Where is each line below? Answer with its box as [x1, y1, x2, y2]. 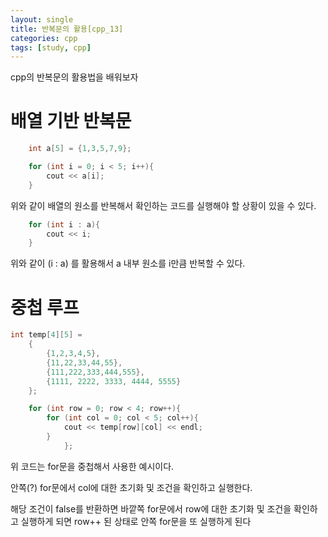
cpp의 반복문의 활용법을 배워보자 [10, 71, 139, 83]
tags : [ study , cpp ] [10, 42, 92, 53]
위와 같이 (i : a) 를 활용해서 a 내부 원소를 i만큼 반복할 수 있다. [10, 257, 246, 270]
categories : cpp [10, 33, 78, 43]
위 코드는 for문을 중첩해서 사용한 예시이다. [10, 460, 175, 472]
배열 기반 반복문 [10, 110, 132, 133]
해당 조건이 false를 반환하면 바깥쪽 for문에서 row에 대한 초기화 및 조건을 [10, 502, 292, 515]
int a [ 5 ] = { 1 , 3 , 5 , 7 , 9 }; [28, 144, 132, 154]
